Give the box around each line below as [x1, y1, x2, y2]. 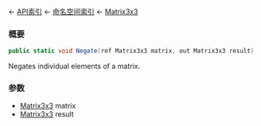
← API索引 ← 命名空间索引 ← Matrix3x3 [8, 7, 138, 16]
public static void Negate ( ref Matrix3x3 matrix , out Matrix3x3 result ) [8, 47, 255, 55]
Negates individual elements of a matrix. [8, 62, 141, 71]
